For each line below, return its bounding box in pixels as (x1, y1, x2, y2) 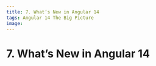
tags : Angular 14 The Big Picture (6, 15, 94, 21)
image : (6, 20, 23, 26)
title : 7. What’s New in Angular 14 (6, 9, 99, 15)
